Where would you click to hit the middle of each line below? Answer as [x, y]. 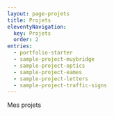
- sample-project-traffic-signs [60, 85]
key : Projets [32, 33]
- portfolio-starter [43, 53]
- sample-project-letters [51, 79]
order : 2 [26, 40]
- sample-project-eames [48, 72]
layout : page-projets [39, 14]
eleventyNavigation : [37, 27]
